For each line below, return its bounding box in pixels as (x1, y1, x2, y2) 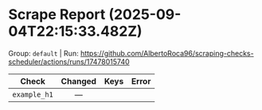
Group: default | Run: (8, 48, 79, 58)
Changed (61, 75, 97, 86)
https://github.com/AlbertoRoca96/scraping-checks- (80, 48, 254, 58)
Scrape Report (8, 6, 106, 24)
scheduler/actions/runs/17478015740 (8, 57, 130, 66)
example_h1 (12, 89, 53, 99)
